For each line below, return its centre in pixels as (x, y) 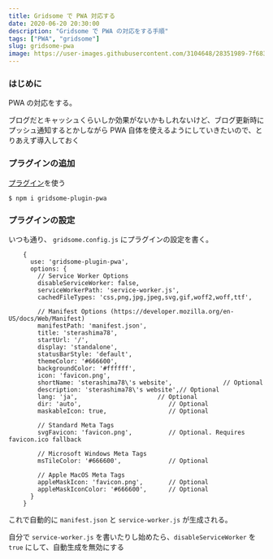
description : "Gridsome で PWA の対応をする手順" (89, 31)
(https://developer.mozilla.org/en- (172, 311)
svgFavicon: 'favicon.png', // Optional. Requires (141, 432)
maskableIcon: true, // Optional (123, 411)
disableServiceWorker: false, (89, 283)
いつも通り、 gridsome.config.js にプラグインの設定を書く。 (111, 239)
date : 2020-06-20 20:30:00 (54, 24)
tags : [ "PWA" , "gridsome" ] (54, 39)
